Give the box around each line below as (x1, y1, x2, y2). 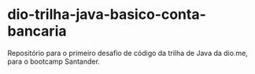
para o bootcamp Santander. (7, 57, 100, 66)
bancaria (7, 22, 67, 40)
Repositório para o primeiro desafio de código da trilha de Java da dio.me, (7, 48, 249, 57)
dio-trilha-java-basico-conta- (7, 6, 206, 24)
